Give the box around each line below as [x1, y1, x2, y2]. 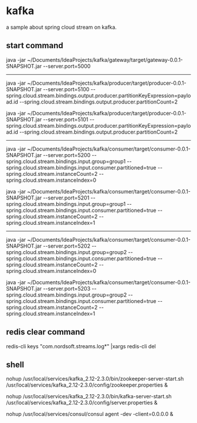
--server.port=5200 [43, 151, 91, 158]
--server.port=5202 [43, 242, 91, 249]
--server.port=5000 [43, 62, 91, 69]
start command [6, 41, 63, 51]
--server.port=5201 [43, 194, 90, 201]
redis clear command [6, 327, 85, 337]
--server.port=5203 [43, 285, 91, 292]
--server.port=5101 [43, 116, 89, 123]
